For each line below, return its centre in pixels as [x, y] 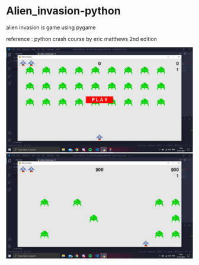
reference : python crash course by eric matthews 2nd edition [82, 39]
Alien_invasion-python [64, 11]
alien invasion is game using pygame [51, 27]
